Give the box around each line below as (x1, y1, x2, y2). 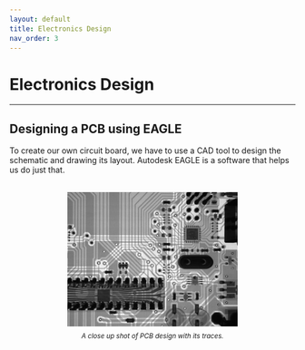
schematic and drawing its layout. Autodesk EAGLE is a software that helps (9, 155, 290, 166)
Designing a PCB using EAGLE (9, 121, 182, 136)
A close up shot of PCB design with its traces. (81, 331, 224, 340)
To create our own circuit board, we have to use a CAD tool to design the (9, 145, 281, 156)
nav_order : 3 (9, 34, 59, 43)
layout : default (9, 15, 71, 24)
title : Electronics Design (9, 24, 112, 34)
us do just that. (9, 164, 65, 176)
